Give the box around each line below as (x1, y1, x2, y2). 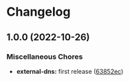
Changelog (6, 4, 71, 20)
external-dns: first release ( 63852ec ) (16, 67, 124, 75)
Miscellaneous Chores (6, 52, 83, 61)
